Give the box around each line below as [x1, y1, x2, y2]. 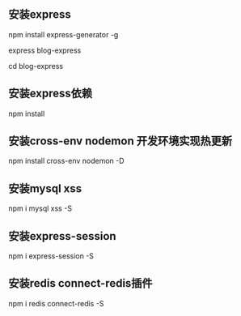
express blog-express [8, 45, 82, 55]
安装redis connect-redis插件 [8, 276, 153, 290]
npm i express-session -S [8, 251, 95, 261]
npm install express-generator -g [8, 29, 119, 39]
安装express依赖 [8, 87, 93, 100]
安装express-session [8, 229, 116, 243]
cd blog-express [8, 61, 63, 70]
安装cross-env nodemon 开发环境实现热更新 [8, 135, 233, 148]
